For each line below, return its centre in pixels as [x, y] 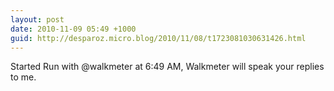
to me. [23, 77]
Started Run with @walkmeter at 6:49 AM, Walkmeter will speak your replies [167, 67]
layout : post [37, 19]
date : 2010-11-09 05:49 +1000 [73, 29]
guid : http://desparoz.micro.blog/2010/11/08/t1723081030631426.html [158, 38]
